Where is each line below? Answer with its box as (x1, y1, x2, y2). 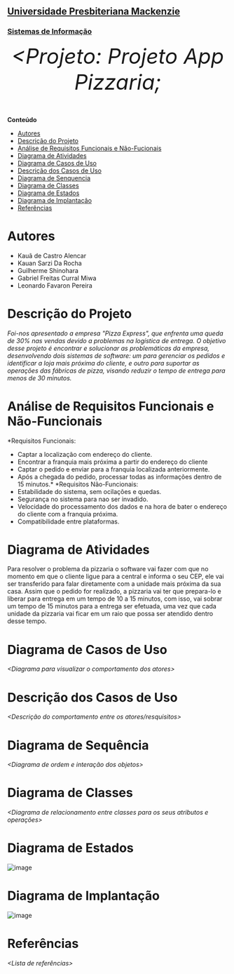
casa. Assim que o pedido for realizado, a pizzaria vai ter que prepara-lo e (7, 587, 222, 596)
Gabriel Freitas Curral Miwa (17, 274, 97, 282)
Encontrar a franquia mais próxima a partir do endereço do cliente (17, 458, 208, 466)
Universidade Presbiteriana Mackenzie (7, 6, 181, 18)
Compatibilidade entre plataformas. (17, 517, 120, 526)
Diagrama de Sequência (7, 737, 149, 753)
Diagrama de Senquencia (17, 173, 91, 182)
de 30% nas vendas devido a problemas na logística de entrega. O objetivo (7, 336, 226, 345)
